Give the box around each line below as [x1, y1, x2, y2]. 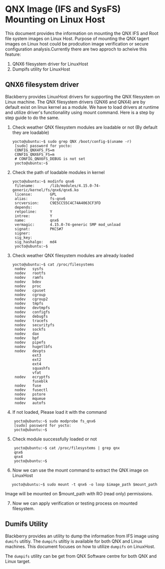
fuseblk [32, 379, 48, 384]
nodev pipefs [14, 340, 46, 345]
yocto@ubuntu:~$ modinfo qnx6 [12, 179, 75, 184]
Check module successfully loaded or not [12, 436, 97, 442]
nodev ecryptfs [14, 374, 50, 379]
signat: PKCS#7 [14, 226, 64, 231]
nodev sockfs [14, 327, 46, 332]
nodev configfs [14, 309, 50, 314]
